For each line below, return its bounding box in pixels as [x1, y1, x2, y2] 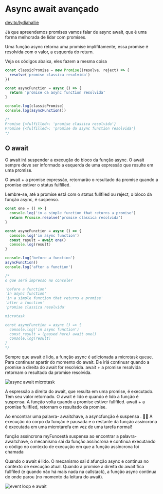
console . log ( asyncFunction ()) [5, 108, 67, 113]
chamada [5, 449, 24, 454]
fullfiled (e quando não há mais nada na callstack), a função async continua [5, 469, 157, 474]
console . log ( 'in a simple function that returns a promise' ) [9, 211, 136, 216]
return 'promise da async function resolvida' [9, 90, 106, 95]
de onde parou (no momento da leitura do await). [5, 474, 104, 479]
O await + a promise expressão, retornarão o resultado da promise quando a [5, 177, 158, 183]
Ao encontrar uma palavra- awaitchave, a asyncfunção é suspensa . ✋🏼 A [5, 413, 153, 419]
